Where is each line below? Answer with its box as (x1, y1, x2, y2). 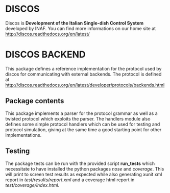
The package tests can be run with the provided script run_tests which (5, 160, 155, 166)
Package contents (5, 96, 64, 105)
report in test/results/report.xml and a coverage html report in (5, 177, 135, 183)
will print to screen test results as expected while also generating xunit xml (5, 171, 162, 177)
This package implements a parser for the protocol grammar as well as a (5, 110, 158, 116)
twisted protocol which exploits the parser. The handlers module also (5, 115, 151, 122)
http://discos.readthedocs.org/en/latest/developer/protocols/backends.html (5, 82, 165, 88)
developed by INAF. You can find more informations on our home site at (5, 25, 156, 31)
